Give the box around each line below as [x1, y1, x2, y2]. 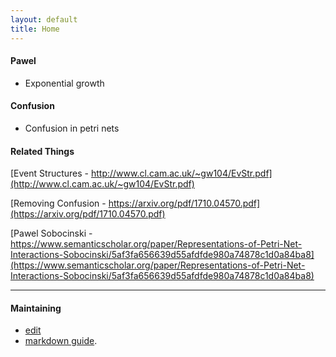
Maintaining [10, 302, 62, 314]
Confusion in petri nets [24, 122, 120, 134]
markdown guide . [24, 335, 98, 347]
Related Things [10, 145, 75, 157]
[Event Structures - [10, 167, 90, 180]
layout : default [10, 14, 78, 25]
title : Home [10, 24, 60, 34]
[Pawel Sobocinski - [10, 227, 93, 240]
